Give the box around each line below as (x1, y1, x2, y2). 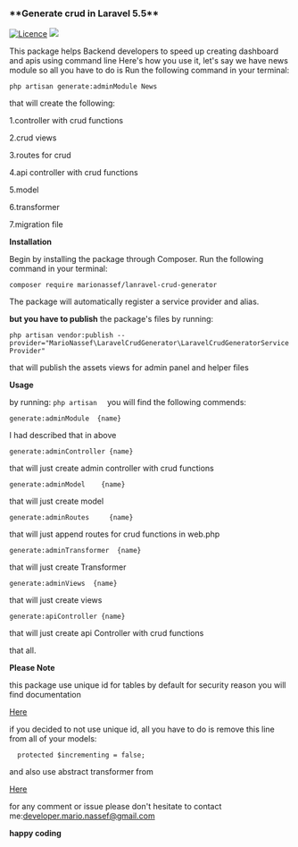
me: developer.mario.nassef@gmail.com (9, 810, 155, 821)
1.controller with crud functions (9, 115, 124, 126)
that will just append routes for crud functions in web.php (9, 529, 220, 539)
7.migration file (9, 219, 64, 230)
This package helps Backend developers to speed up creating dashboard (9, 46, 279, 56)
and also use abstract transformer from (9, 767, 153, 777)
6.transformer (9, 202, 60, 213)
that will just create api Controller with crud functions (9, 628, 204, 639)
